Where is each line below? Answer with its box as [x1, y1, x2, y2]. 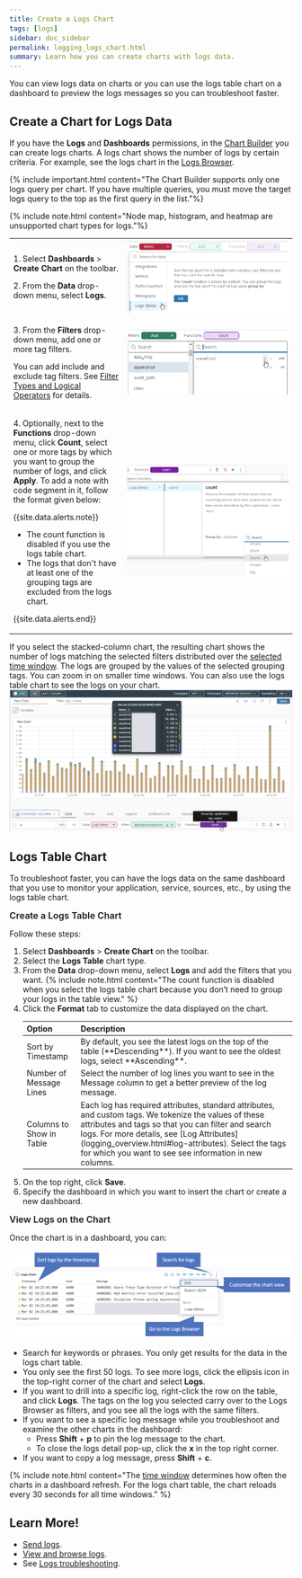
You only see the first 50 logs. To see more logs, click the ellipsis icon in [22, 1367, 289, 1378]
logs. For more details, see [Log [80, 1128, 198, 1139]
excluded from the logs [26, 587, 112, 598]
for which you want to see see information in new [80, 1147, 262, 1158]
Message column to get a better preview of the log [80, 1077, 267, 1088]
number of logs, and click [13, 465, 108, 476]
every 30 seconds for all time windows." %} [9, 1489, 172, 1500]
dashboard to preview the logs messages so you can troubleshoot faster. [9, 88, 280, 99]
